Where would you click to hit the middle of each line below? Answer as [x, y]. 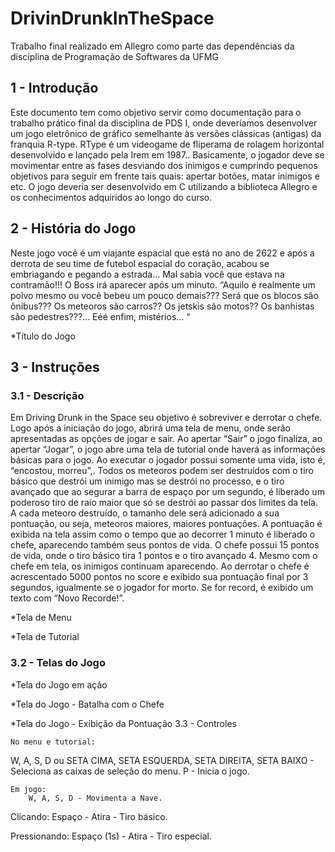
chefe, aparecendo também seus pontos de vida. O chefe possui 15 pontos [165, 545]
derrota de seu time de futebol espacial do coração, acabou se [140, 263]
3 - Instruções [55, 367]
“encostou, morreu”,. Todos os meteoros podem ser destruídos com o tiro [162, 471]
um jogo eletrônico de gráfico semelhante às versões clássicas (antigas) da [166, 133]
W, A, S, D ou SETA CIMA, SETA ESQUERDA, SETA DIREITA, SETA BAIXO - [162, 760]
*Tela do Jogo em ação [59, 684]
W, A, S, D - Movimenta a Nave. [95, 798]
